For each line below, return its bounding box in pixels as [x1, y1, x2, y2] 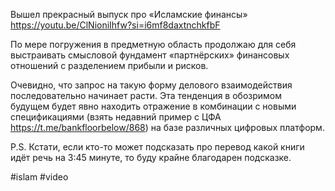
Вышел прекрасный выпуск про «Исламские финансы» [10, 9, 248, 20]
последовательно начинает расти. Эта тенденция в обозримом [10, 90, 283, 101]
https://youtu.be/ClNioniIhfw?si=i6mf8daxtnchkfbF [10, 19, 221, 31]
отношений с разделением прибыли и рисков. [10, 60, 209, 71]
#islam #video [10, 171, 69, 183]
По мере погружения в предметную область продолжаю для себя [10, 39, 297, 50]
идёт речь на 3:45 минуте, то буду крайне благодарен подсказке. [10, 152, 292, 163]
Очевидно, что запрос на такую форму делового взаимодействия [10, 79, 293, 91]
